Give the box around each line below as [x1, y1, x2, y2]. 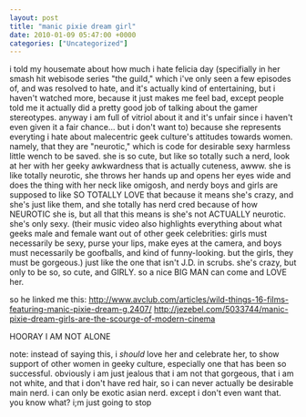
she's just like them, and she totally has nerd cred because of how [9, 199, 258, 210]
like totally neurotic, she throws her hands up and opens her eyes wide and [9, 170, 291, 181]
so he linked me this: [9, 294, 87, 305]
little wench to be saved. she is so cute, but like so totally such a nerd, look [9, 151, 291, 162]
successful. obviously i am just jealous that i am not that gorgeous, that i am [9, 368, 294, 379]
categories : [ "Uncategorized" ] [9, 38, 128, 48]
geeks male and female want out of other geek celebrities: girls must [9, 229, 267, 239]
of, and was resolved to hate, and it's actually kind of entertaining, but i [9, 83, 276, 94]
